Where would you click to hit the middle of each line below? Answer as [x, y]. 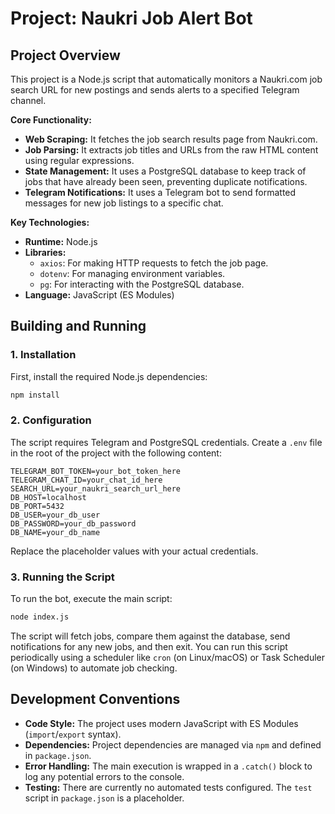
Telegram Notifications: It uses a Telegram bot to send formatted [160, 192]
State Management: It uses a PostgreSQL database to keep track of [165, 171]
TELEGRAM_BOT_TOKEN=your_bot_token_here [96, 471]
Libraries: [45, 252]
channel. [28, 100]
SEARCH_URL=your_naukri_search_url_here [96, 488]
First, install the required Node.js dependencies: [109, 376]
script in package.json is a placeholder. [104, 798]
